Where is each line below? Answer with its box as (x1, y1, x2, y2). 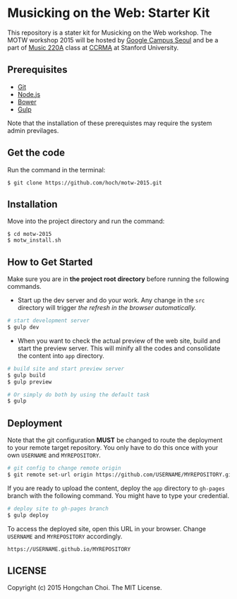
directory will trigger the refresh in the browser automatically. (17, 304, 197, 312)
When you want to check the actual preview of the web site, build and (17, 336, 221, 345)
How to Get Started (7, 256, 93, 268)
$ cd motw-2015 (7, 231, 52, 238)
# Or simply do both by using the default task (7, 391, 150, 398)
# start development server (7, 317, 90, 324)
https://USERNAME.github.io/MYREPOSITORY (7, 545, 131, 552)
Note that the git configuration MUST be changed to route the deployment (7, 436, 223, 444)
